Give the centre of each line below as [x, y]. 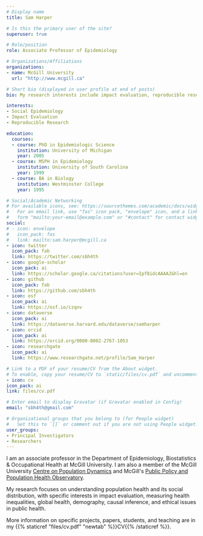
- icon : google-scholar [36, 263]
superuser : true [27, 34]
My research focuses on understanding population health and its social [95, 489]
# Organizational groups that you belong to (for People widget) [90, 419]
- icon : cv [20, 380]
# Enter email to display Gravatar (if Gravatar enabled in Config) [94, 402]
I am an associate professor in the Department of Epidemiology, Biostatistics [101, 458]
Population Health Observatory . [45, 477]
